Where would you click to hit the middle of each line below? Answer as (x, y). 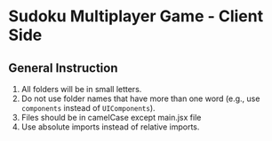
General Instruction (63, 68)
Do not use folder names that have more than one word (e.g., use (140, 98)
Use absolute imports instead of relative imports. (110, 127)
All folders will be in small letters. (81, 89)
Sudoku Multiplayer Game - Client (136, 16)
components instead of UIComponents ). (88, 108)
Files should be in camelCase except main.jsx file (111, 117)
